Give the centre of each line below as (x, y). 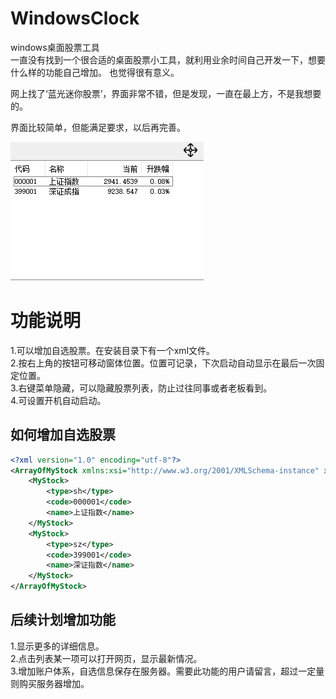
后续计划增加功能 (63, 620)
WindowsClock (75, 18)
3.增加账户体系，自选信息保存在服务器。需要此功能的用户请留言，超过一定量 (167, 671)
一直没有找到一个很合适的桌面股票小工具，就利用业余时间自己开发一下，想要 (168, 59)
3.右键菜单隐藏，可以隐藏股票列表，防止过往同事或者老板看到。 (141, 388)
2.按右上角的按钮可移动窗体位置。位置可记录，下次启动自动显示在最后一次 (163, 363)
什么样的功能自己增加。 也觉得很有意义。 (95, 72)
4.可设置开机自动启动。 (58, 400)
